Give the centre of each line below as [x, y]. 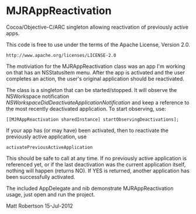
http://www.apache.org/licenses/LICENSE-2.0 [61, 55]
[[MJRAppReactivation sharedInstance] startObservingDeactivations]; [93, 119]
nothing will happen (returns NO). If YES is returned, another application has [98, 171]
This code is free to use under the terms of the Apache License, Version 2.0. [98, 45]
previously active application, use [46, 137]
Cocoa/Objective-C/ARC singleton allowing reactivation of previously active [97, 27]
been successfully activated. [41, 176]
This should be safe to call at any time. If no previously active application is [97, 158]
